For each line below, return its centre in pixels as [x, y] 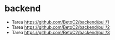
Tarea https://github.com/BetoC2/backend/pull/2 [61, 27]
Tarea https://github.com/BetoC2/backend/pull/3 [61, 32]
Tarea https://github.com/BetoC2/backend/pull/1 [60, 22]
